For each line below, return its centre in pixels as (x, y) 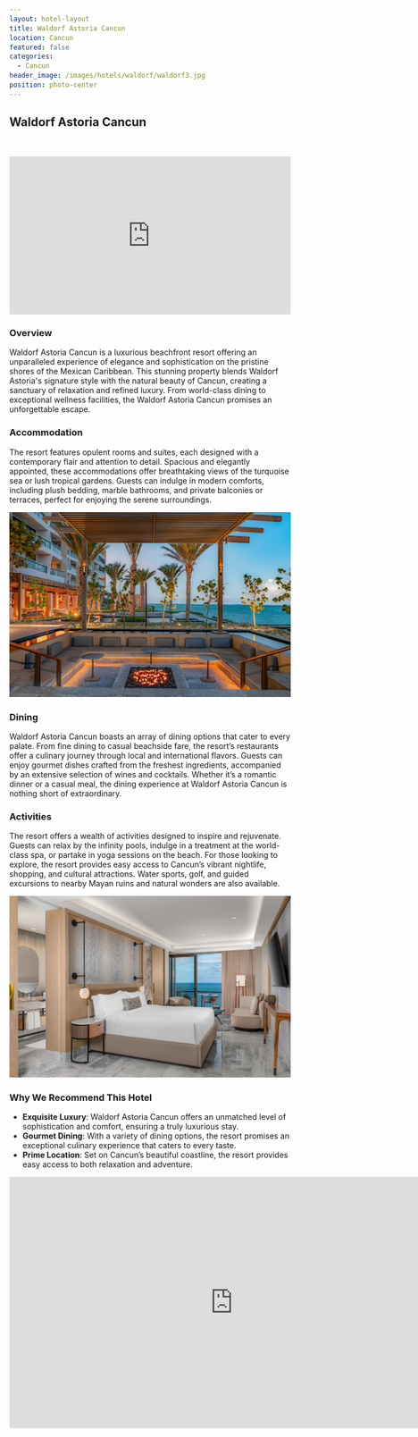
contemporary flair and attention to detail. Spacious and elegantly (130, 461)
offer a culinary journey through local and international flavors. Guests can (146, 756)
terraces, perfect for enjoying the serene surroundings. (111, 500)
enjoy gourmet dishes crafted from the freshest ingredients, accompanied (145, 765)
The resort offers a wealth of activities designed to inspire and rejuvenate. (145, 836)
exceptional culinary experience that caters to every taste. (129, 1146)
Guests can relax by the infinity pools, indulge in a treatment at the (131, 845)
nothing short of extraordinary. (66, 794)
